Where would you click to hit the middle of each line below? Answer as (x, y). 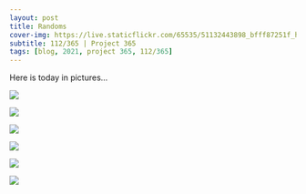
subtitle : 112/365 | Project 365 (73, 43)
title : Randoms (38, 26)
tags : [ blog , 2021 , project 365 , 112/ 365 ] (91, 52)
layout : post (34, 18)
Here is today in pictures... (59, 77)
